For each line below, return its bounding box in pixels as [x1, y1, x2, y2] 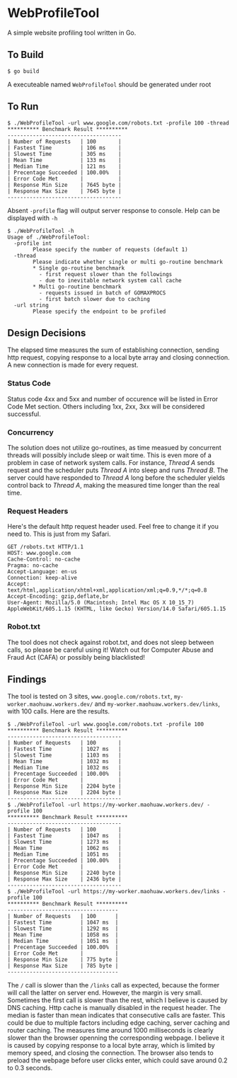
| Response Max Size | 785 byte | [7, 963, 119, 970]
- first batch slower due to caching [38, 295, 151, 302]
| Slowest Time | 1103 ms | [7, 752, 122, 759]
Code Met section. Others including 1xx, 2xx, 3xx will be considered [7, 402, 205, 411]
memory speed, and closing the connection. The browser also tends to [7, 1049, 214, 1057]
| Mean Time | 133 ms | [7, 156, 122, 164]
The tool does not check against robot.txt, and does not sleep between [7, 638, 214, 646]
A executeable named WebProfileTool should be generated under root [7, 80, 212, 88]
